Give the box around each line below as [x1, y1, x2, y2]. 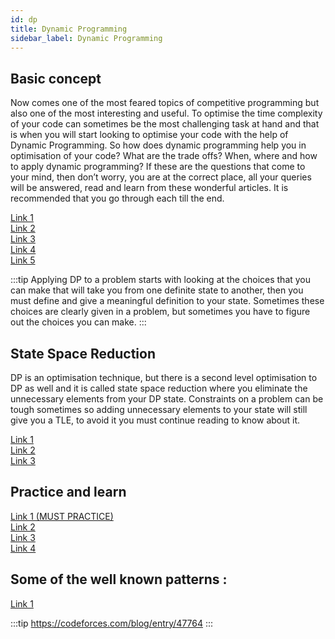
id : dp [10, 14, 38, 25]
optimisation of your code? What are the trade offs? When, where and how [10, 150, 318, 162]
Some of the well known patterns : [10, 571, 228, 588]
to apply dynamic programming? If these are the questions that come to [10, 161, 306, 173]
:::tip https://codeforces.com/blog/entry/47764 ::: [10, 617, 214, 629]
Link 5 [10, 254, 36, 266]
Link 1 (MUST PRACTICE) [10, 510, 114, 522]
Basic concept [10, 70, 102, 87]
